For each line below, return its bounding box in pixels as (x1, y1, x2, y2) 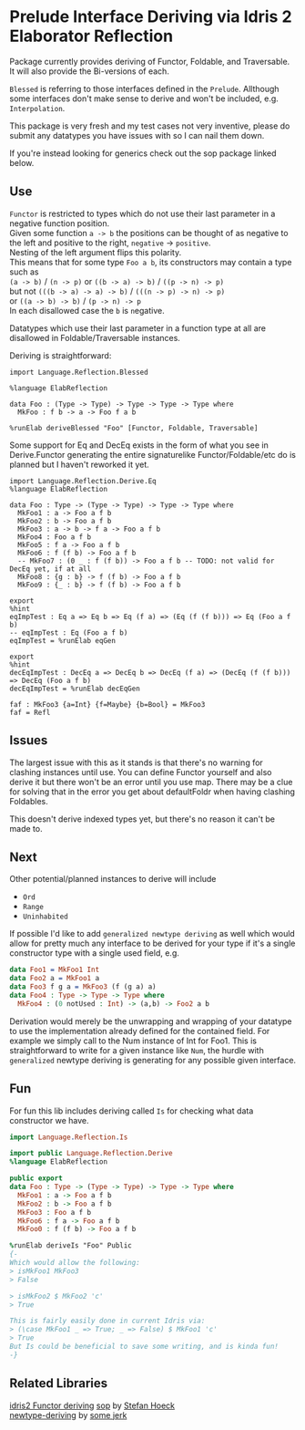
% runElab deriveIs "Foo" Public (9, 1241, 132, 1250)
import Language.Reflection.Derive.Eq (9, 476, 157, 485)
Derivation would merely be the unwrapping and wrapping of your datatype (9, 1015, 293, 1027)
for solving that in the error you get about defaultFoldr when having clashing (9, 786, 296, 797)
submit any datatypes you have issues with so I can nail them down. (9, 130, 265, 140)
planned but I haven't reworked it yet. (9, 459, 150, 470)
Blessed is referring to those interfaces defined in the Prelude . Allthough (9, 83, 280, 94)
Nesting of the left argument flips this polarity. (9, 246, 182, 257)
